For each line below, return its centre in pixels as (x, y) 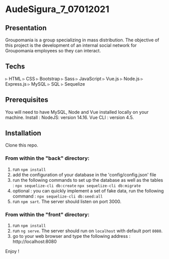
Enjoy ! (12, 251)
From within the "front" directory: (47, 214)
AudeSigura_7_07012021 (57, 9)
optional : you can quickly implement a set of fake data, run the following (88, 190)
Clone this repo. (22, 145)
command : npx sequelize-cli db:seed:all (58, 196)
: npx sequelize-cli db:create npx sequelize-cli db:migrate (77, 185)
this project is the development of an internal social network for (71, 45)
